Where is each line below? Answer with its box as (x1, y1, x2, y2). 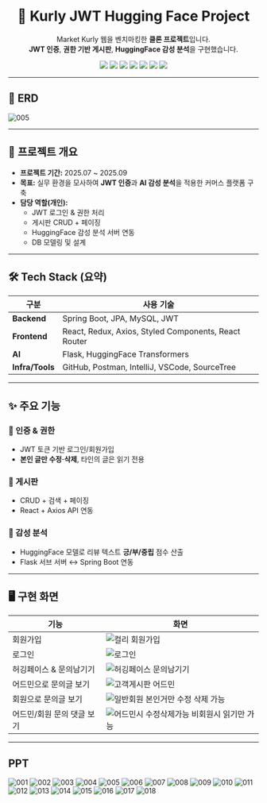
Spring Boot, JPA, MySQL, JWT (62, 313, 179, 324)
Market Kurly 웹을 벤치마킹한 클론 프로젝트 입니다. (56, 34, 211, 44)
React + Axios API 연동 (19, 506, 94, 515)
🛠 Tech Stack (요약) (8, 270, 107, 284)
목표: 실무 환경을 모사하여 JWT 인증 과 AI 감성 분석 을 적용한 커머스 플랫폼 (19, 178, 246, 187)
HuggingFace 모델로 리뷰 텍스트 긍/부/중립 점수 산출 (19, 547, 184, 557)
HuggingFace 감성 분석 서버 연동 (31, 227, 135, 237)
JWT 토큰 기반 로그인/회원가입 (19, 445, 115, 454)
